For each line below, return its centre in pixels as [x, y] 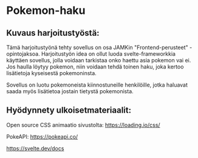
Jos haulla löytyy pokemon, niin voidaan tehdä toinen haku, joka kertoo [95, 67]
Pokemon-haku [46, 11]
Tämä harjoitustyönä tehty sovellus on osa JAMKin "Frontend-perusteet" [97, 47]
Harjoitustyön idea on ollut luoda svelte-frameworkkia [109, 54]
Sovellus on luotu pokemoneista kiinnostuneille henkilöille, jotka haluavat [97, 85]
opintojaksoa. [23, 54]
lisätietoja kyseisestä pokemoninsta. [52, 73]
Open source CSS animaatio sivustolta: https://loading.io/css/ [83, 125]
